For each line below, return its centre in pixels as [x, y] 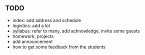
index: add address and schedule [47, 20]
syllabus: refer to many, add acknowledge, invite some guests [76, 31]
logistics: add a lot [31, 25]
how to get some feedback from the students [59, 46]
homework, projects [33, 36]
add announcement [32, 41]
